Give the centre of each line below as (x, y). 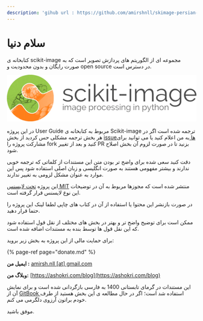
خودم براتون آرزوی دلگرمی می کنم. (47, 299)
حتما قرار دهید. (23, 210)
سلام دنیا (26, 43)
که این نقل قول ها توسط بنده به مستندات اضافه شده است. (73, 228)
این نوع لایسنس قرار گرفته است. (44, 192)
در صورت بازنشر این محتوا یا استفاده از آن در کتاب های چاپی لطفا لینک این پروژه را (100, 204)
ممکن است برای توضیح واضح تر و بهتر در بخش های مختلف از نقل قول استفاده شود (100, 222)
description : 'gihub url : (41, 13)
